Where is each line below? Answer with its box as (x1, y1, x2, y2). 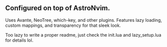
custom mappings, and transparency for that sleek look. (5, 22, 121, 28)
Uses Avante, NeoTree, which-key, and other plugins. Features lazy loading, (5, 17, 162, 23)
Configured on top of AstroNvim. (5, 4, 111, 12)
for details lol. (5, 37, 34, 43)
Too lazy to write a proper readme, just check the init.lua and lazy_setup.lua (5, 32, 161, 38)
